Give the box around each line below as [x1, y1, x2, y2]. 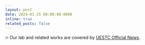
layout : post [5, 7, 32, 12]
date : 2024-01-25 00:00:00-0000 [5, 12, 72, 17]
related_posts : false [5, 21, 50, 26]
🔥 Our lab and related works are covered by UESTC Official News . [5, 35, 141, 41]
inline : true [5, 16, 32, 21]
